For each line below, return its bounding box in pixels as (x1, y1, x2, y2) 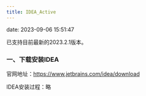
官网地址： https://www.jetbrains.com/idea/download (6, 70, 140, 77)
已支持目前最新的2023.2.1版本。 (6, 38, 87, 46)
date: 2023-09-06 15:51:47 (6, 26, 75, 33)
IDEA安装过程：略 (6, 83, 51, 90)
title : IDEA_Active (6, 9, 56, 15)
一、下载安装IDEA (6, 55, 60, 64)
